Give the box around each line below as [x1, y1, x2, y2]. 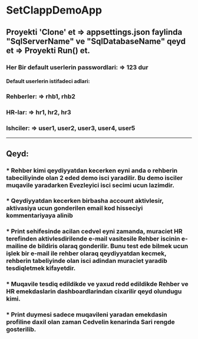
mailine [6, 242, 28, 251]
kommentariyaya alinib [6, 212, 73, 220]
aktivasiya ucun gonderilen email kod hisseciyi [6, 204, 143, 212]
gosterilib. [6, 325, 37, 334]
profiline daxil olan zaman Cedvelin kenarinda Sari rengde [6, 318, 175, 326]
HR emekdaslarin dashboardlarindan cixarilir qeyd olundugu [6, 287, 182, 295]
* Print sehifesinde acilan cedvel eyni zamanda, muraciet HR [6, 228, 183, 236]
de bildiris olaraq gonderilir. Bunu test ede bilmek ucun [28, 242, 189, 251]
